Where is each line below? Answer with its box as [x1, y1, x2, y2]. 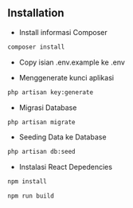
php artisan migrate [7, 118, 76, 126]
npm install [7, 178, 47, 186]
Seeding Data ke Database [18, 132, 107, 142]
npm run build [7, 192, 55, 200]
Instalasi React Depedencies [18, 163, 113, 172]
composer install [7, 43, 65, 51]
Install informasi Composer [18, 27, 108, 37]
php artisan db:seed [7, 147, 76, 156]
